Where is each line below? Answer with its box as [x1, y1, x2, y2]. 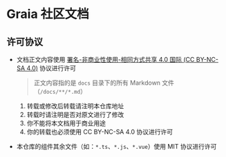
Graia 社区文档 [6, 6, 89, 22]
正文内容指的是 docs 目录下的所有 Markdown [33, 78, 160, 87]
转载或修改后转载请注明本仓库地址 [26, 102, 124, 110]
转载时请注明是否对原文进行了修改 [26, 111, 124, 118]
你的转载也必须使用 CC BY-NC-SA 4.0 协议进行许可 [26, 128, 173, 136]
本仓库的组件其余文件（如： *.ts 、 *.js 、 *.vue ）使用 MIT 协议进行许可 [16, 143, 217, 150]
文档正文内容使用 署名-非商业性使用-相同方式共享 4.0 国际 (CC [16, 56, 195, 63]
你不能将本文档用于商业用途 [26, 119, 106, 127]
